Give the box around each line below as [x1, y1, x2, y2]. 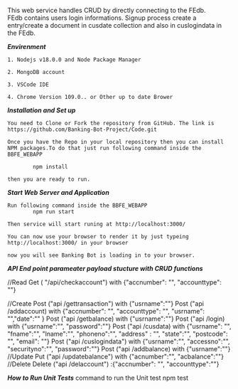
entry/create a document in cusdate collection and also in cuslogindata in [7, 21, 222, 29]
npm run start [33, 208, 75, 215]
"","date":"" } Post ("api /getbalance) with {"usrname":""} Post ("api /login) [7, 314, 225, 323]
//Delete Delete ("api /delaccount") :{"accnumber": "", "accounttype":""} [7, 360, 220, 368]
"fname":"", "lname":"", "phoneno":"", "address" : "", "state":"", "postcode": [7, 330, 229, 338]
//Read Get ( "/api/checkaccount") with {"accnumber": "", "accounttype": [7, 278, 222, 287]
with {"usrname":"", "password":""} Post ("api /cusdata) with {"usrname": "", [7, 322, 232, 330]
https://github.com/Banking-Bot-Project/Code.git [7, 126, 158, 133]
